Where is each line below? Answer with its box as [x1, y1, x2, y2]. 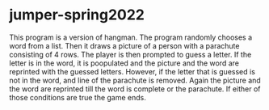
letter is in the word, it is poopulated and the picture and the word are [9, 58, 239, 68]
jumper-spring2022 [9, 6, 145, 24]
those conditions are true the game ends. [9, 92, 146, 102]
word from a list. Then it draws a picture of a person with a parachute [9, 40, 240, 50]
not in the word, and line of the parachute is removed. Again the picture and [9, 75, 261, 85]
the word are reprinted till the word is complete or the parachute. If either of [9, 83, 261, 94]
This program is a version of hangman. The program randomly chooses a [9, 32, 253, 42]
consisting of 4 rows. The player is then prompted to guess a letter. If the [9, 49, 252, 59]
